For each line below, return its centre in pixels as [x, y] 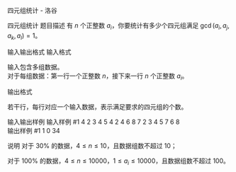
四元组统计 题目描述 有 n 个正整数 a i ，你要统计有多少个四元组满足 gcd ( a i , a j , [119, 26]
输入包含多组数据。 [35, 67]
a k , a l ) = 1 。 [24, 36]
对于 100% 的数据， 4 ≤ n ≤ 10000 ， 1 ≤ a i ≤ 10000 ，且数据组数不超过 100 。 [119, 162]
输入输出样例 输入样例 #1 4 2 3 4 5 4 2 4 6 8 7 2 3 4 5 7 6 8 [94, 122]
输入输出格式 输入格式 [39, 52]
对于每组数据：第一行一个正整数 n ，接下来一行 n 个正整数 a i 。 [98, 76]
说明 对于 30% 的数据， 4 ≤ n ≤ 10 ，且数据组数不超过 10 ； [92, 146]
